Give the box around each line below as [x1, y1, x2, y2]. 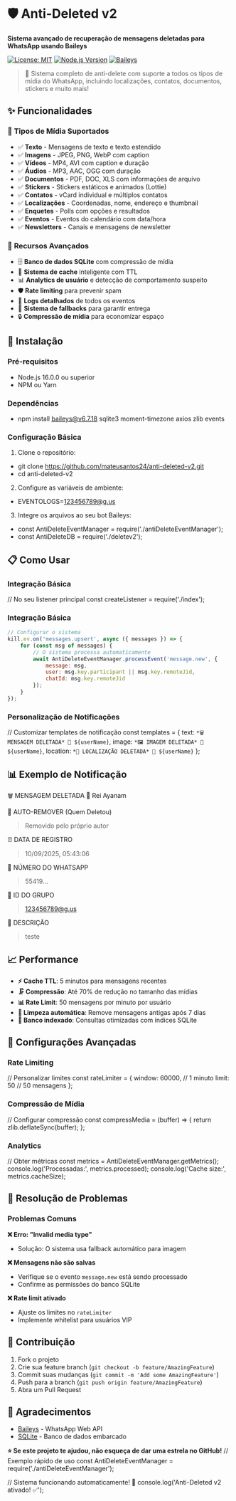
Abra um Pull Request [17, 1385, 82, 1394]
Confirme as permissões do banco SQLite [17, 1280, 141, 1288]
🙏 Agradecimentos [7, 1406, 92, 1418]
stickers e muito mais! [24, 84, 90, 93]
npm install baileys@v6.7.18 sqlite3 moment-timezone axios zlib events [17, 414, 225, 423]
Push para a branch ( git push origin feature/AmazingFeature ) [17, 1378, 203, 1386]
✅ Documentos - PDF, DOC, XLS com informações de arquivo [17, 174, 200, 183]
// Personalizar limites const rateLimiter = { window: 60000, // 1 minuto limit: [7, 1074, 230, 1083]
